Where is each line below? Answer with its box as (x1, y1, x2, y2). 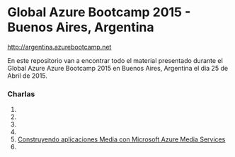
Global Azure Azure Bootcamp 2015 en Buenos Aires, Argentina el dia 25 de (7, 64, 229, 72)
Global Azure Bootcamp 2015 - (7, 4, 191, 21)
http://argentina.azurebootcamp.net (7, 42, 112, 51)
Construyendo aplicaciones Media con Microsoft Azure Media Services (17, 135, 226, 144)
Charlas (7, 89, 35, 99)
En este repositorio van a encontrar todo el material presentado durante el (7, 56, 223, 64)
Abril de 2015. (7, 71, 48, 80)
